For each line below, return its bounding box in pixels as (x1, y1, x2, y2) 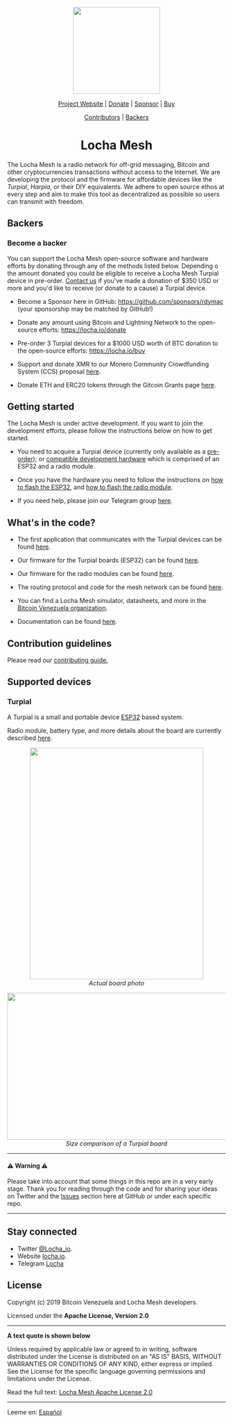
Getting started (7, 401, 75, 413)
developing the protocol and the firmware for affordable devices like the (7, 175, 213, 184)
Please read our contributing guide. (7, 656, 109, 664)
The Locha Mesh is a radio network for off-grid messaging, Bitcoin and (7, 160, 210, 168)
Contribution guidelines (7, 637, 112, 650)
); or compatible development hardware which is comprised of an (33, 455, 220, 463)
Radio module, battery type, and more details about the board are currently (7, 726, 222, 734)
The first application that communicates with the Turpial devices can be (17, 536, 223, 544)
